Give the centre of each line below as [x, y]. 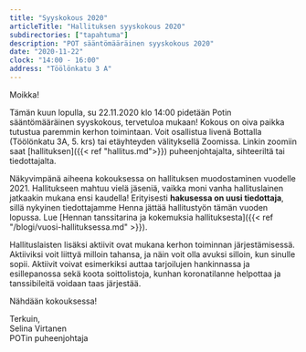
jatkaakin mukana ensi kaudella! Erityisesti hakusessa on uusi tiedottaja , [147, 198]
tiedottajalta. [33, 160]
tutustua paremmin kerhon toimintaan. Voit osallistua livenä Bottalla [136, 131]
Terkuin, [25, 318]
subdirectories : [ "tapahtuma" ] [69, 35]
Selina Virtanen [38, 328]
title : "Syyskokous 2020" [58, 18]
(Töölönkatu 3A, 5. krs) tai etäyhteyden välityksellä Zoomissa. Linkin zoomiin [153, 141]
